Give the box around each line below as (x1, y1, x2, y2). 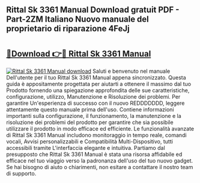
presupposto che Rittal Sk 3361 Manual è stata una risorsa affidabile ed (6, 150, 183, 158)
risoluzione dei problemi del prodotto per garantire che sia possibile (6, 119, 174, 126)
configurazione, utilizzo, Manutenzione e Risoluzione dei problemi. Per (6, 93, 181, 100)
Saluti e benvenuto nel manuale (92, 67, 171, 75)
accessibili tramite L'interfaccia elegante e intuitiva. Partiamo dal (6, 144, 165, 151)
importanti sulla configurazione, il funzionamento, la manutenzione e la (6, 113, 181, 119)
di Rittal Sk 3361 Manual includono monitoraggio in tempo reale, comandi (6, 132, 187, 138)
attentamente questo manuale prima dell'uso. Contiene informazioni (6, 106, 174, 113)
